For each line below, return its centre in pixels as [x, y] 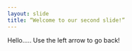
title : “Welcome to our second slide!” [66, 20]
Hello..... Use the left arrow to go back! [64, 40]
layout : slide [28, 14]
